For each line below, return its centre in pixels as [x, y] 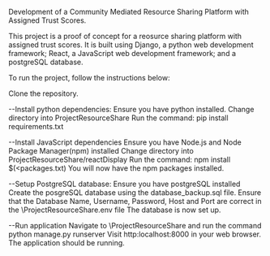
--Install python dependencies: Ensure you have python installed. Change [131, 109]
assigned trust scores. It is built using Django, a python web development [131, 45]
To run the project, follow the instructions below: [89, 78]
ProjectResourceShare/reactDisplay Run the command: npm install [120, 159]
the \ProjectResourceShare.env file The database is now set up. [115, 210]
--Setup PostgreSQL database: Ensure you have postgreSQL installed [124, 184]
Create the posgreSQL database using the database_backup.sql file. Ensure [135, 193]
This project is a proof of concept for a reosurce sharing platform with [125, 36]
